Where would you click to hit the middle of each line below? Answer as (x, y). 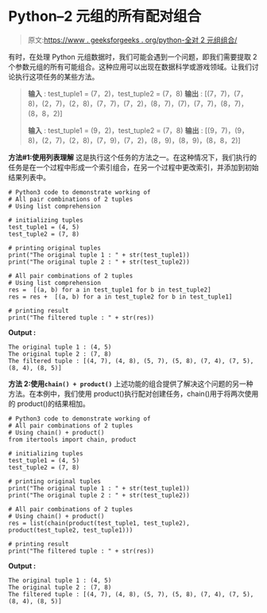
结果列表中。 (29, 177)
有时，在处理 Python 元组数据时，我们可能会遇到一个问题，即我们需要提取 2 (133, 57)
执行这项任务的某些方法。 (57, 76)
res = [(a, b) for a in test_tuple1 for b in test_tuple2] (110, 290)
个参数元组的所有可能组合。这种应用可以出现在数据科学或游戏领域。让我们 (130, 66)
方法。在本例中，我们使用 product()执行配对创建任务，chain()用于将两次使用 (133, 393)
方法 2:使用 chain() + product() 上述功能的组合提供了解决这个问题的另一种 (131, 384)
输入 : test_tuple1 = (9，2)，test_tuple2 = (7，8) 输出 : (115, 130)
